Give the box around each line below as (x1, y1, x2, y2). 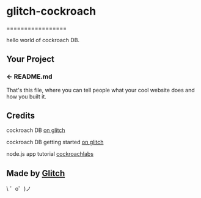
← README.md (6, 72, 53, 81)
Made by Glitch (6, 168, 65, 178)
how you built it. (6, 93, 47, 100)
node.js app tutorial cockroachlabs (6, 150, 93, 158)
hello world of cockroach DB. (6, 36, 80, 43)
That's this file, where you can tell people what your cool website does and (6, 86, 196, 94)
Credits (6, 111, 35, 121)
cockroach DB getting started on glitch (6, 139, 104, 146)
